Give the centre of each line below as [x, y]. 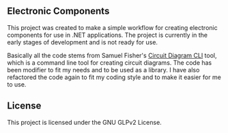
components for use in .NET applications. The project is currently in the [108, 35]
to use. [17, 84]
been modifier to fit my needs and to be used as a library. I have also [103, 70]
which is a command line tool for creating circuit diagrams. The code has [110, 62]
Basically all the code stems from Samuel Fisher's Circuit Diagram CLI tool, [112, 55]
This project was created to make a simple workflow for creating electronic [112, 27]
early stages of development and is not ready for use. [83, 42]
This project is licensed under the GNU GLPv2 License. [84, 122]
